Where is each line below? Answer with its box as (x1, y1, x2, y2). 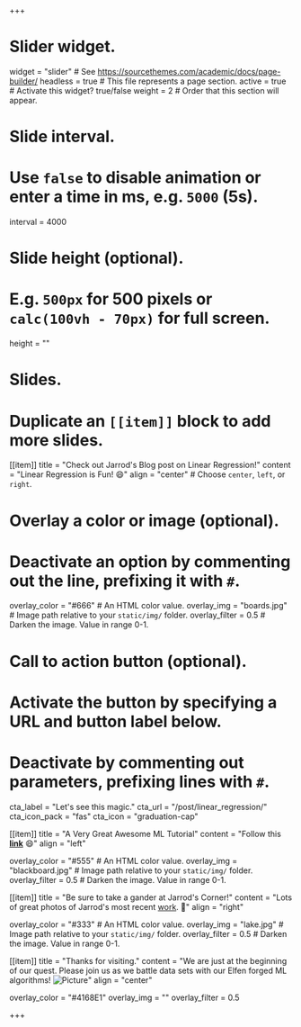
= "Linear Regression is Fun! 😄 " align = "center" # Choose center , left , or (9, 469, 286, 480)
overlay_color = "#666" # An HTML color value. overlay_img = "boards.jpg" (9, 600, 288, 611)
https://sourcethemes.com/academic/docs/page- (97, 66, 281, 77)
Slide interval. (9, 127, 115, 147)
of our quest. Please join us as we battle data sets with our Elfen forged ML (9, 965, 288, 976)
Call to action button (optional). (9, 651, 247, 671)
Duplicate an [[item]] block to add (9, 410, 271, 431)
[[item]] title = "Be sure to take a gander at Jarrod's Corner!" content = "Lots (9, 892, 293, 903)
